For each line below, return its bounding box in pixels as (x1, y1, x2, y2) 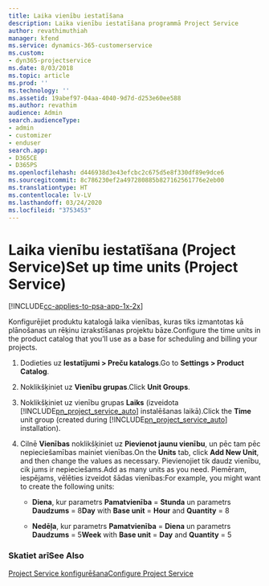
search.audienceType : (8, 117, 81, 125)
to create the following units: (19, 482, 115, 491)
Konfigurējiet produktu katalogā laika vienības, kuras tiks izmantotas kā (8, 317, 244, 326)
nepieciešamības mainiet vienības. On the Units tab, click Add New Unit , (19, 448, 259, 457)
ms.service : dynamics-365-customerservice (8, 42, 153, 50)
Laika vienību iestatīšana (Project (8, 240, 236, 259)
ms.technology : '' (8, 86, 70, 95)
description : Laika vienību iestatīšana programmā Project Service (8, 19, 239, 27)
